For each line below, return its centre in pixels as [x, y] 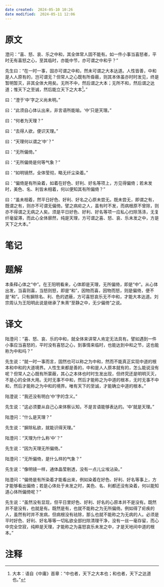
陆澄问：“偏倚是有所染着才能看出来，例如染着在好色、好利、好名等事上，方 [81, 480]
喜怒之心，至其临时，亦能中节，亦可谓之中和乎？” [68, 60]
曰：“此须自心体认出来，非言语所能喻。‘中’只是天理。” [58, 110]
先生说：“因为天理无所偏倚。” [34, 448]
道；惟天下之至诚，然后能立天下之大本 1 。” [46, 89]
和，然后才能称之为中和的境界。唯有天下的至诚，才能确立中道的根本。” [76, 386]
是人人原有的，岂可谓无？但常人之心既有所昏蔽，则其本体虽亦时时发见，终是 [82, 77]
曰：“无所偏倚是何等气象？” [33, 163]
